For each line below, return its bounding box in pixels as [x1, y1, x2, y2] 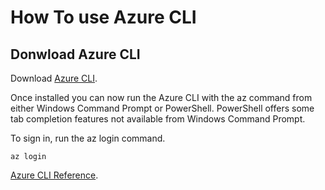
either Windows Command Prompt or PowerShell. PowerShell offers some [10, 102, 315, 114]
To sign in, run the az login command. [10, 132, 166, 144]
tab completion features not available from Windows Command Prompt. [10, 113, 306, 125]
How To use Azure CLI [10, 6, 197, 29]
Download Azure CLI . [10, 72, 98, 84]
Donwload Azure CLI [10, 46, 141, 63]
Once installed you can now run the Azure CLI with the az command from [10, 92, 313, 103]
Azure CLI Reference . [10, 169, 99, 181]
